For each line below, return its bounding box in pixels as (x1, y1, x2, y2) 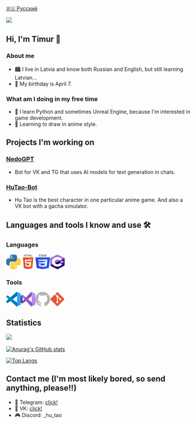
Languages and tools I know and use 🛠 (6, 220, 151, 230)
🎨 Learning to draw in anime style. (14, 120, 98, 128)
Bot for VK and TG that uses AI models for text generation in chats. (14, 168, 176, 175)
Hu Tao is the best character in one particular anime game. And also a (14, 196, 183, 203)
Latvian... (14, 74, 37, 81)
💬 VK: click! (14, 405, 43, 412)
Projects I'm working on (6, 138, 95, 148)
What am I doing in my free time (6, 95, 98, 103)
